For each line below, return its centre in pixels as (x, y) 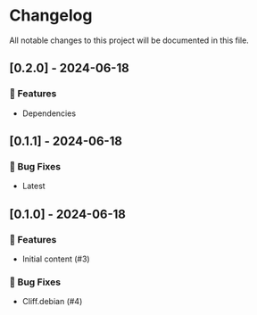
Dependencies (49, 113)
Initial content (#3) (56, 259)
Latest (34, 186)
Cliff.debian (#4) (52, 302)
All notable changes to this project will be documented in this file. (129, 40)
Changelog (51, 16)
